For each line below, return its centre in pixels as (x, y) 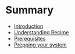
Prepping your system (40, 45)
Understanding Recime (41, 32)
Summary (29, 10)
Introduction (28, 26)
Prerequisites (30, 38)
